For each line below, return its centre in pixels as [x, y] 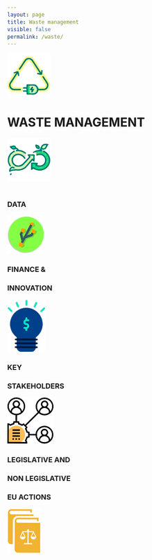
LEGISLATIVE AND [39, 459]
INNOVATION [30, 288]
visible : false [29, 29]
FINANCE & [27, 269]
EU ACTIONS [29, 497]
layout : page [26, 15]
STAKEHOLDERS [36, 386]
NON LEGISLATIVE [39, 478]
